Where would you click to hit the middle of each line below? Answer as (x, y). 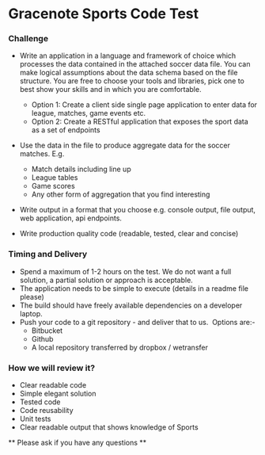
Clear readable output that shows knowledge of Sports (109, 427)
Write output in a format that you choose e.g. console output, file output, (137, 210)
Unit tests (35, 419)
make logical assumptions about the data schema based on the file (129, 73)
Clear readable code (53, 385)
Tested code (40, 402)
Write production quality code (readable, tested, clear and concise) (129, 234)
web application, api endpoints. (71, 218)
